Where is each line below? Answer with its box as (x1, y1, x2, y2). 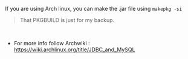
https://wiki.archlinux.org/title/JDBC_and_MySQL (13, 46, 135, 53)
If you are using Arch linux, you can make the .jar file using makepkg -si (5, 5, 182, 12)
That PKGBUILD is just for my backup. (19, 17, 115, 23)
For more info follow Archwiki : (13, 40, 91, 46)
